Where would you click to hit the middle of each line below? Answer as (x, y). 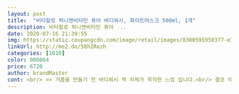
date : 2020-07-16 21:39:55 (47, 34)
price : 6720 (25, 66)
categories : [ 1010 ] (36, 54)
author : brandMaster (38, 73)
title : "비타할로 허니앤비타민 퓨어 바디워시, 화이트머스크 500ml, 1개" (102, 20)
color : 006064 (28, 60)
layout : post (27, 14)
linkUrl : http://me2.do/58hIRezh (57, 47)
